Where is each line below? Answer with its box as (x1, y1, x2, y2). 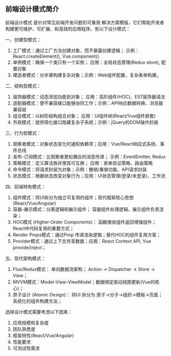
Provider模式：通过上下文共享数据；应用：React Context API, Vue (12, 238, 152, 244)
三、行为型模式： (5, 130, 41, 136)
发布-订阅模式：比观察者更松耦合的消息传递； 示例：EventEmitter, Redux (12, 154, 166, 160)
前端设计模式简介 (5, 5, 59, 14)
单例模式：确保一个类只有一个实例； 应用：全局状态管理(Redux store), (12, 59, 160, 65)
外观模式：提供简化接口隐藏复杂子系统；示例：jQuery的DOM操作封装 (12, 119, 159, 125)
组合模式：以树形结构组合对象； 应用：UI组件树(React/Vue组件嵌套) (12, 113, 156, 119)
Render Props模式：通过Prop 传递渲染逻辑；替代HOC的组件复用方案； (12, 232, 161, 238)
